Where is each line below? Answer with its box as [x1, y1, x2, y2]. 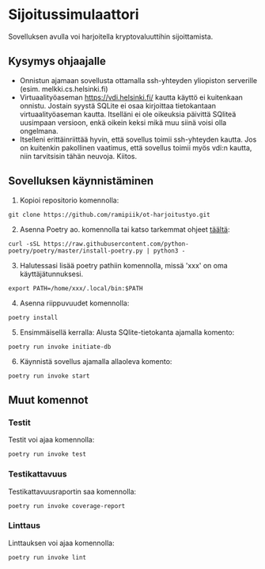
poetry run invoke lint [8, 553, 87, 561]
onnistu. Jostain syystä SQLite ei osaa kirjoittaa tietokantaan [19, 101, 216, 110]
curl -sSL [8, 240, 41, 248]
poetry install [8, 313, 59, 321]
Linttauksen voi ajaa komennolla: [8, 538, 115, 548]
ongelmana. [19, 126, 59, 135]
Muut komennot [8, 393, 89, 407]
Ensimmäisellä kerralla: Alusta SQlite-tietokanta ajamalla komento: [19, 327, 235, 337]
